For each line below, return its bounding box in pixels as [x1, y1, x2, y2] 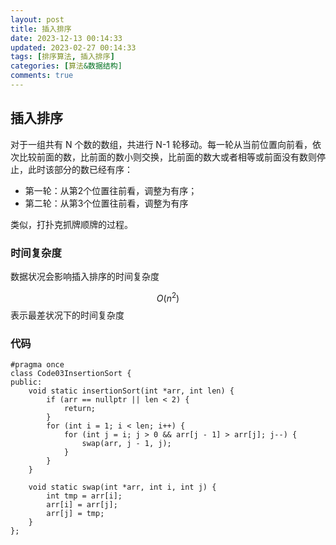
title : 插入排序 [10, 24, 72, 34]
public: [10, 377, 43, 387]
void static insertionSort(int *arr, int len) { [28, 386, 235, 396]
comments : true [10, 71, 74, 81]
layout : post [10, 14, 65, 25]
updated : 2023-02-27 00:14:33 [10, 42, 137, 53]
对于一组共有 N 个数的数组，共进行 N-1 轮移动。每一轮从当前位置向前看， [10, 138, 313, 150]
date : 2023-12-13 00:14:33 [10, 33, 123, 43]
